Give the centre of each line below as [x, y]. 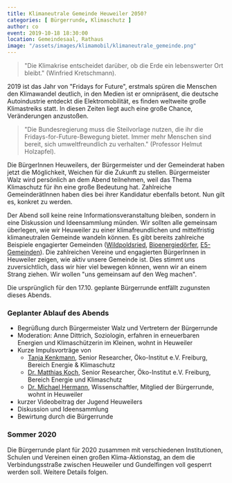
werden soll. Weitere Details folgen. [58, 472]
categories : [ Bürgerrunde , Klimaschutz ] [69, 20]
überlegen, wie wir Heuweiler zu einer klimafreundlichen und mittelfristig [111, 230]
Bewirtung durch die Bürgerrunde [65, 416]
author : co [23, 26]
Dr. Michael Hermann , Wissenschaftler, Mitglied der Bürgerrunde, [121, 387]
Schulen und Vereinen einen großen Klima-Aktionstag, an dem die [101, 457]
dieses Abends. [29, 295]
